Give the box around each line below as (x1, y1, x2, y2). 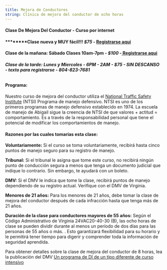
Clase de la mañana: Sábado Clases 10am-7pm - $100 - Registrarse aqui (5, 50, 158, 56)
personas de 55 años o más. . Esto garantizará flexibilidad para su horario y (5, 229, 161, 235)
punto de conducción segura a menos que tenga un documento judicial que (5, 162, 161, 168)
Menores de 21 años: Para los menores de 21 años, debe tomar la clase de (5, 192, 159, 198)
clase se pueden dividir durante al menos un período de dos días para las (5, 223, 156, 229)
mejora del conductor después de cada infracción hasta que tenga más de (5, 198, 159, 204)
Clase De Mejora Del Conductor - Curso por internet (5, 27, 115, 33)
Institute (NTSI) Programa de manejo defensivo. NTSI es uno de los (5, 99, 143, 105)
